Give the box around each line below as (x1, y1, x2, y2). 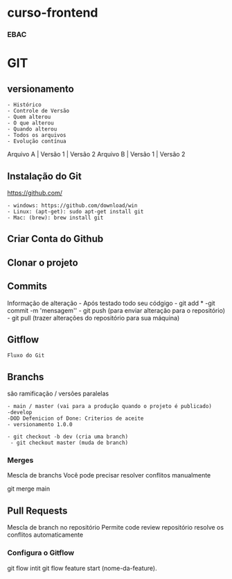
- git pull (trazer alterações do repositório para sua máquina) (7, 313, 180, 322)
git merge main (7, 484, 51, 493)
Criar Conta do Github (7, 233, 104, 245)
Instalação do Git (7, 170, 82, 182)
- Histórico (7, 101, 42, 108)
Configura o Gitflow (7, 548, 75, 557)
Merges (7, 455, 34, 465)
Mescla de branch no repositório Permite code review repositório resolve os (7, 523, 224, 532)
